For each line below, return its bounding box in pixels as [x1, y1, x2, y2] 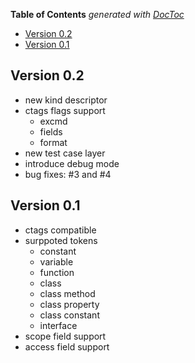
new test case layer [24, 147, 106, 159]
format [39, 136, 68, 148]
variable [39, 255, 74, 268]
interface [39, 319, 78, 331]
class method [39, 287, 96, 299]
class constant [39, 309, 100, 321]
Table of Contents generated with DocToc [10, 9, 185, 20]
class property [39, 298, 100, 310]
